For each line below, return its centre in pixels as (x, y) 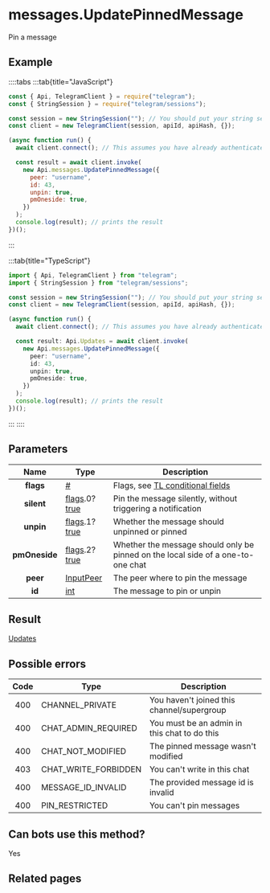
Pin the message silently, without (175, 498)
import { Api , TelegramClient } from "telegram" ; (93, 275)
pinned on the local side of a (166, 555)
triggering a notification (157, 508)
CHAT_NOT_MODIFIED (84, 752)
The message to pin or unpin (167, 591)
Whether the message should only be (184, 544)
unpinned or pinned (150, 531)
